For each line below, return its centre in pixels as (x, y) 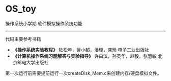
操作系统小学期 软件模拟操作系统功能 (44, 23)
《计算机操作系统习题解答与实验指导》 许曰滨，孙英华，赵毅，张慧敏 (84, 56)
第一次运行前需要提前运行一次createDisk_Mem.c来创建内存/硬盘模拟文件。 (83, 73)
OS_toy (21, 9)
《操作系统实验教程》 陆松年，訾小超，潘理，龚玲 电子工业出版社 (81, 50)
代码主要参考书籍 (23, 39)
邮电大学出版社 (33, 62)
